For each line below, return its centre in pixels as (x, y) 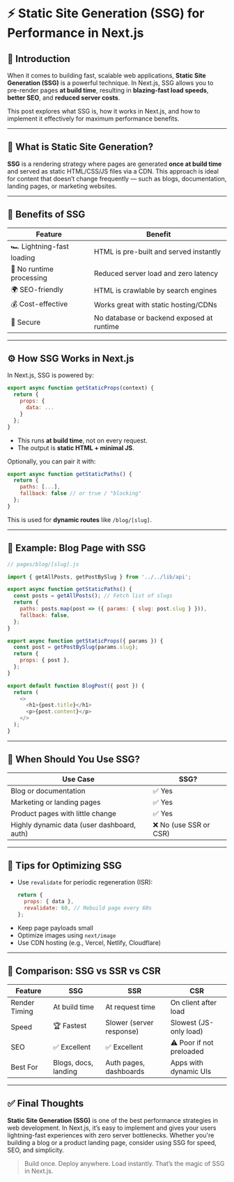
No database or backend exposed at (153, 318)
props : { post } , (45, 660)
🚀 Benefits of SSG (46, 214)
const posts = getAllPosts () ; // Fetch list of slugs (93, 596)
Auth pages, (125, 1062)
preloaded (187, 1051)
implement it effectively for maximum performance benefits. (93, 118)
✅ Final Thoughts (46, 1104)
